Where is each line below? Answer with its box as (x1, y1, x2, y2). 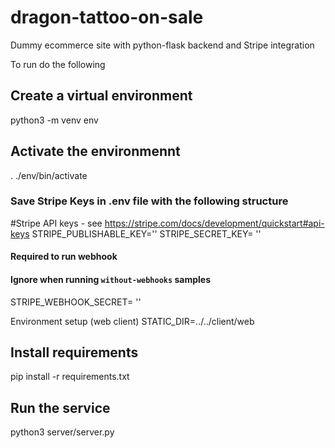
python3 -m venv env (10, 114, 99, 126)
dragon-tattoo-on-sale (10, 6, 204, 29)
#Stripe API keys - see (10, 217, 103, 229)
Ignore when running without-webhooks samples (10, 274, 212, 286)
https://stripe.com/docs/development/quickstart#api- (104, 217, 325, 229)
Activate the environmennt (10, 143, 181, 160)
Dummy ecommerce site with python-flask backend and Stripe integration (10, 39, 315, 51)
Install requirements (10, 344, 139, 361)
